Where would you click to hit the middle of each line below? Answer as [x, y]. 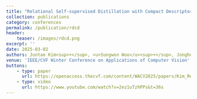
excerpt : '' [21, 44]
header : [16, 33]
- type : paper [34, 71]
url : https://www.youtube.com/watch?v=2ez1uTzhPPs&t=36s [93, 87]
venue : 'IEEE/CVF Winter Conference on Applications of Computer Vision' [98, 60]
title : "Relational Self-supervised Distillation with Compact [85, 11]
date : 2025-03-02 [27, 49]
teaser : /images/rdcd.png [48, 38]
